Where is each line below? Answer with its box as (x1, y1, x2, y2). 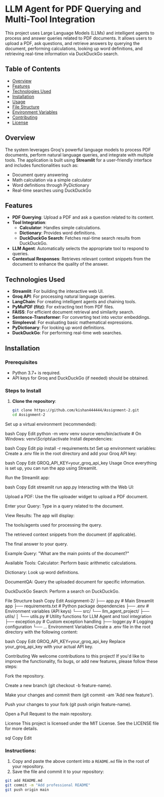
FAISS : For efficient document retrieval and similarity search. (12, 309, 135, 315)
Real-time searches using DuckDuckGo (12, 187, 92, 193)
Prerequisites (5, 358, 38, 365)
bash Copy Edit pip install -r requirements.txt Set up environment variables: (5, 445, 157, 451)
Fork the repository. (5, 673, 45, 679)
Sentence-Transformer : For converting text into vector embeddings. (12, 314, 151, 320)
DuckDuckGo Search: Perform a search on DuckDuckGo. (5, 588, 120, 594)
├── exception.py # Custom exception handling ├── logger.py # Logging (5, 619, 154, 624)
